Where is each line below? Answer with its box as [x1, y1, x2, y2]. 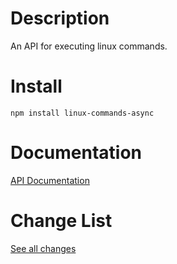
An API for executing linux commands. [10, 40, 168, 52]
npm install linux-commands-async [10, 108, 155, 118]
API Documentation [10, 174, 90, 186]
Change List [10, 210, 113, 232]
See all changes [10, 242, 77, 254]
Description [10, 7, 110, 30]
